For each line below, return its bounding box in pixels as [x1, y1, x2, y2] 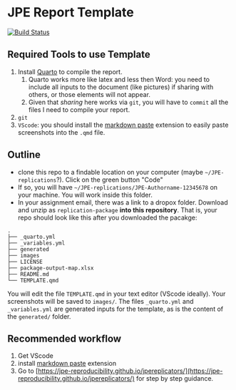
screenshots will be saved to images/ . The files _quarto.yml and [7, 297, 194, 305]
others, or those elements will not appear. [28, 90, 151, 98]
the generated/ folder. [7, 312, 71, 321]
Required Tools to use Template [7, 48, 151, 61]
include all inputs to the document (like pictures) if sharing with [28, 83, 214, 91]
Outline [7, 149, 41, 161]
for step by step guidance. [135, 374, 214, 383]
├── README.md [7, 270, 50, 278]
